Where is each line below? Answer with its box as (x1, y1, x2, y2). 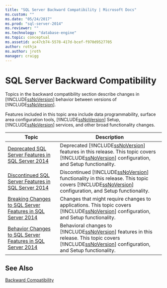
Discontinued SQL (7, 172, 50, 179)
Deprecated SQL (7, 145, 47, 152)
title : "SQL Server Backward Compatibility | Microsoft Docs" (5, 7, 137, 12)
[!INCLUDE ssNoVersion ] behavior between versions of (5, 96, 117, 102)
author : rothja (5, 44, 37, 49)
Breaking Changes (7, 196, 51, 203)
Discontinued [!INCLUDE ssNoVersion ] (60, 169, 149, 176)
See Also (5, 264, 33, 272)
